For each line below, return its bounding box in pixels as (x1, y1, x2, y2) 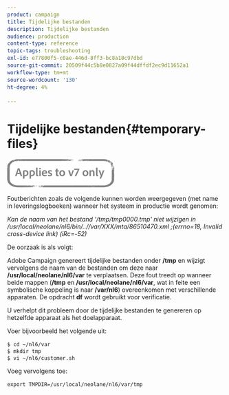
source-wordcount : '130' (7, 76, 78, 83)
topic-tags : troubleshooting (7, 47, 91, 54)
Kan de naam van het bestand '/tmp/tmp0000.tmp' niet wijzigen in (7, 215, 196, 224)
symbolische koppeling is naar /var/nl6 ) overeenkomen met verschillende (7, 286, 217, 294)
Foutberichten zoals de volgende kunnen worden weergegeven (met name (7, 195, 219, 203)
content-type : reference (7, 40, 78, 47)
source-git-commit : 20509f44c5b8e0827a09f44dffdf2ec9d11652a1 (7, 62, 189, 69)
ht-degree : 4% (7, 83, 48, 91)
